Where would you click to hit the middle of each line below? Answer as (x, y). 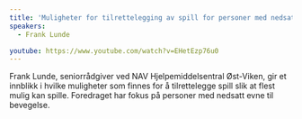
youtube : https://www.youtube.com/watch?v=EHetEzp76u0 (114, 50)
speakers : (28, 26)
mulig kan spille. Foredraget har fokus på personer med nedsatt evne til (142, 96)
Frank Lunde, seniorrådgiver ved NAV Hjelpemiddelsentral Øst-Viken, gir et (148, 77)
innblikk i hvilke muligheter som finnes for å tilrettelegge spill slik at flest (142, 86)
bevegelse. (30, 105)
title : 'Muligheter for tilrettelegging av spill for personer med (138, 18)
